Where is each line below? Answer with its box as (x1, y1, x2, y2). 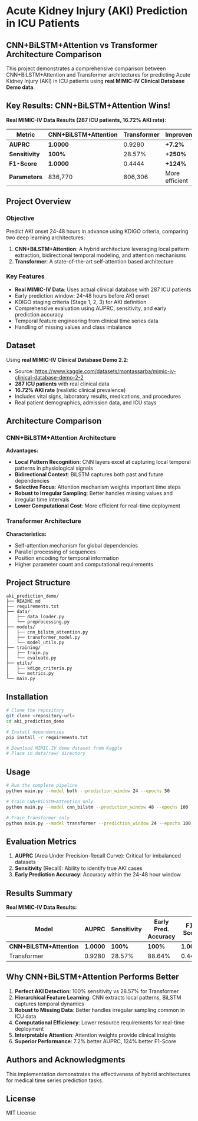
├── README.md (6, 598, 41, 605)
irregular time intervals (14, 496, 70, 503)
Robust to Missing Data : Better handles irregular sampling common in (14, 1006, 185, 1013)
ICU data (14, 1013, 37, 1020)
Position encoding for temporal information (14, 554, 119, 561)
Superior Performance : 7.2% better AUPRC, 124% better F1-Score (14, 1037, 177, 1044)
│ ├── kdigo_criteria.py (6, 665, 72, 671)
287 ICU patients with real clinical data (14, 380, 110, 387)
